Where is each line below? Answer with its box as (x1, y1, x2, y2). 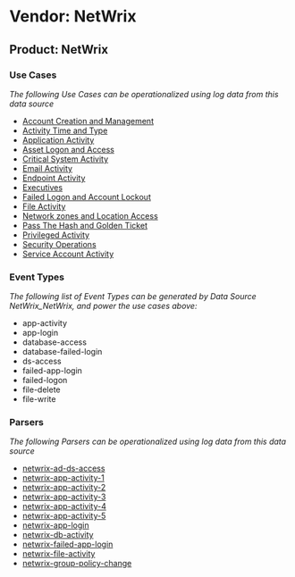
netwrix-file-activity (21, 548, 96, 559)
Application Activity (21, 134, 95, 145)
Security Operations (21, 238, 97, 249)
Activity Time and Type (21, 125, 108, 136)
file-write (21, 394, 56, 405)
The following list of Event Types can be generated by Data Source (9, 291, 257, 302)
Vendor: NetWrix (9, 6, 137, 27)
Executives (21, 181, 63, 193)
